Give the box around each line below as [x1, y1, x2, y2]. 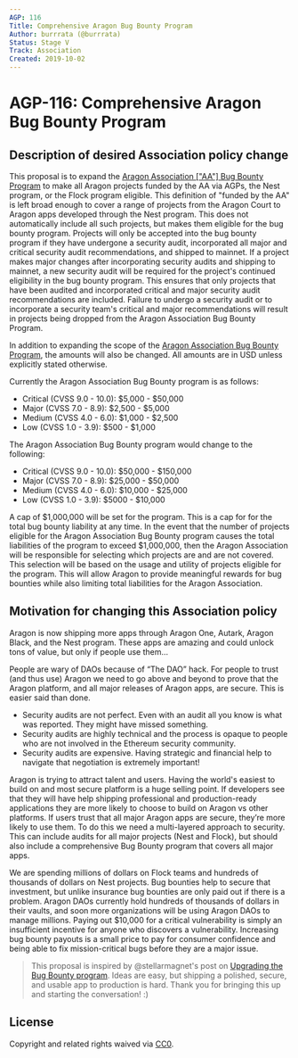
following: [9, 449, 45, 459]
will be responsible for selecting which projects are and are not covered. [9, 550, 274, 560]
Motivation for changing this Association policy [9, 604, 278, 619]
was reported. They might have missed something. [21, 719, 209, 730]
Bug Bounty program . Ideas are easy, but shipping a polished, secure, [30, 970, 287, 980]
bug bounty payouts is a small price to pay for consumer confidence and [9, 933, 276, 944]
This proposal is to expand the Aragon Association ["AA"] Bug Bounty [9, 171, 264, 181]
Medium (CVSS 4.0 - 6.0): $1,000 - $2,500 [21, 412, 179, 423]
